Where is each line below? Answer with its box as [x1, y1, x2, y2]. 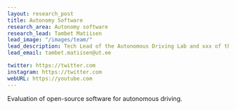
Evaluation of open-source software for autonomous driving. [7, 94, 183, 102]
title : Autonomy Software [7, 17, 83, 24]
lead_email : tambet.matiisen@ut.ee [7, 50, 112, 57]
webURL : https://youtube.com [7, 75, 93, 82]
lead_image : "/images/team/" [7, 36, 93, 43]
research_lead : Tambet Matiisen [7, 29, 102, 37]
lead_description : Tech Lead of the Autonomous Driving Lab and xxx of [7, 43, 221, 50]
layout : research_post [7, 10, 74, 18]
